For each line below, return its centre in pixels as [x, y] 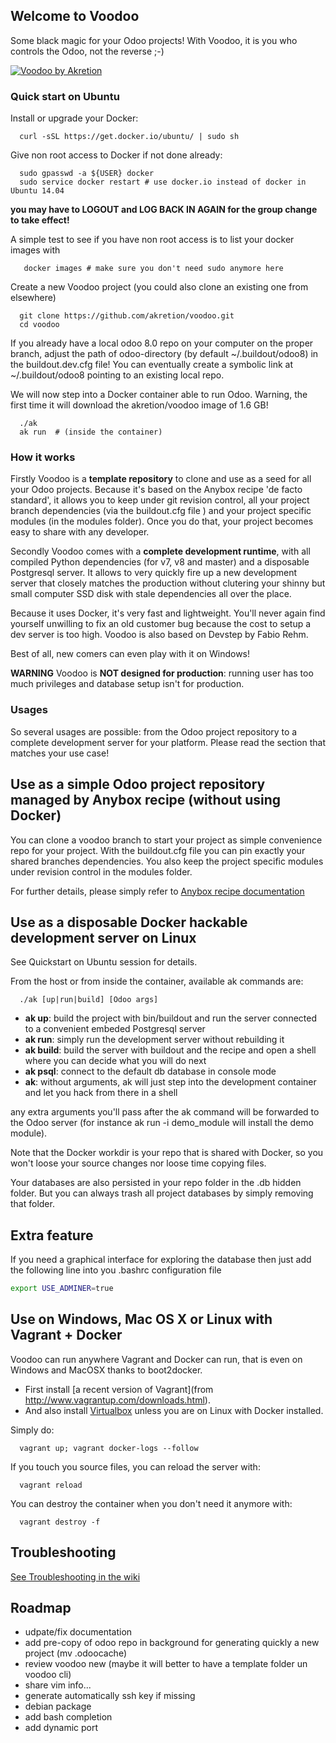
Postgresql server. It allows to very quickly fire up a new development [154, 573]
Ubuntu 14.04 [37, 191]
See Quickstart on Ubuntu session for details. [104, 962]
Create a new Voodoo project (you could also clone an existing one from [159, 287]
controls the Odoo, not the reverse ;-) [87, 51]
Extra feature [52, 1235]
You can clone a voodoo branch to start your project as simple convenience [166, 840]
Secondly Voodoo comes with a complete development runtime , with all [160, 551]
